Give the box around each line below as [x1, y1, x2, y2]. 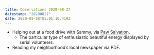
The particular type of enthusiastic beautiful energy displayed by [19, 34, 149, 40]
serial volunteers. [19, 40, 54, 45]
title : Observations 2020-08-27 [5, 7, 70, 12]
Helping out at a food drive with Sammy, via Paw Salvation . [12, 29, 130, 35]
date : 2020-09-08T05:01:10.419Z [5, 16, 70, 21]
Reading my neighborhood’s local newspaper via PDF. [12, 44, 120, 51]
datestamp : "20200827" [5, 12, 51, 16]
